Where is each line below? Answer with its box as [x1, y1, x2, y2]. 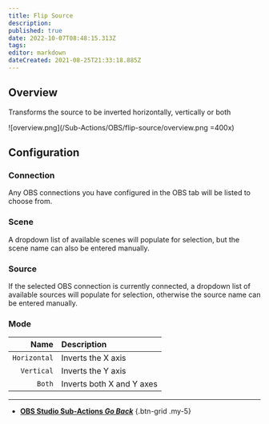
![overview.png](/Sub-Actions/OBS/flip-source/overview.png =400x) [8, 122, 235, 132]
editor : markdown [8, 49, 66, 57]
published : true [8, 26, 62, 34]
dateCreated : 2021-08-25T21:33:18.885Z [8, 57, 142, 65]
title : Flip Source [8, 11, 74, 20]
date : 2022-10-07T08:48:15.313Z [8, 34, 116, 42]
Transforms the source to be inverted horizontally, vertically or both [8, 107, 231, 117]
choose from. [8, 197, 53, 206]
